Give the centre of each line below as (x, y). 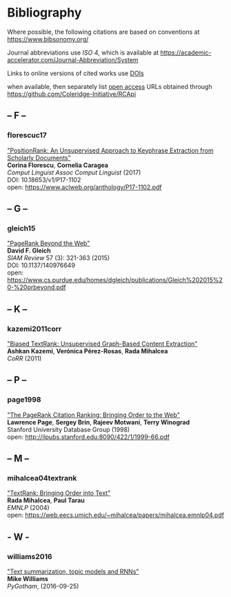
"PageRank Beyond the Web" (49, 244)
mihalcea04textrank (42, 478)
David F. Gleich (29, 251)
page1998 (24, 400)
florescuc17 (27, 135)
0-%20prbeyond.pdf (37, 287)
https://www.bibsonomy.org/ (48, 39)
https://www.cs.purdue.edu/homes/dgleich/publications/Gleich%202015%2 (115, 280)
